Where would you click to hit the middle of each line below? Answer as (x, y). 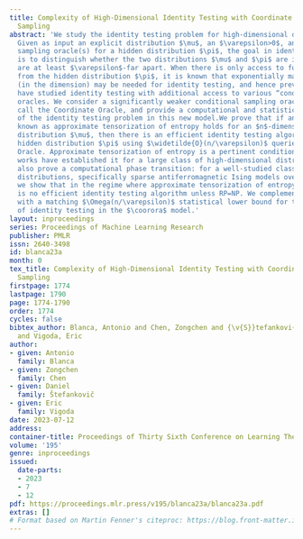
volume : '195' (36, 445)
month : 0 (26, 261)
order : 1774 (32, 311)
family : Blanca (46, 361)
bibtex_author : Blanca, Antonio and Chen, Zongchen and (116, 328)
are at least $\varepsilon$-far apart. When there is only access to (151, 69)
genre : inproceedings (50, 453)
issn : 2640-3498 (40, 244)
